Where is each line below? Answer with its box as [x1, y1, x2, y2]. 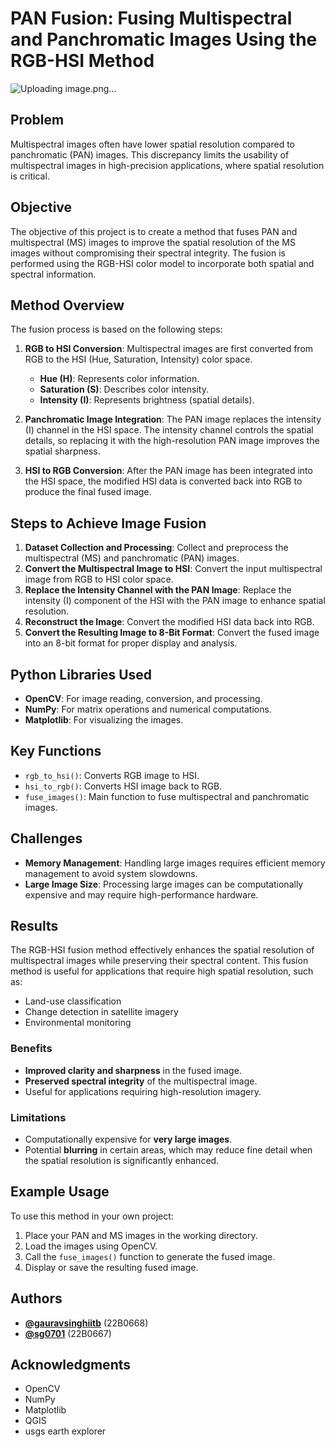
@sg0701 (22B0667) [24, 1327, 112, 1339]
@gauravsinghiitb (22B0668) [24, 1317, 149, 1329]
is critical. [10, 170, 50, 182]
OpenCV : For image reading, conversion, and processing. [24, 693, 263, 704]
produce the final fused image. [24, 486, 152, 498]
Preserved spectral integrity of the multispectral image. [24, 1075, 258, 1087]
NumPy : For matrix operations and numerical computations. [24, 703, 272, 715]
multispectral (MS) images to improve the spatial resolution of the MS [10, 236, 296, 248]
